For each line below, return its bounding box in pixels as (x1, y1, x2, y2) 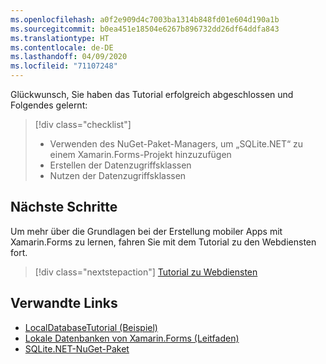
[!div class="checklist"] (34, 119, 132, 130)
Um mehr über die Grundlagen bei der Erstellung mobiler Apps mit (10, 225, 283, 237)
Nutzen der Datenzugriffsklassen (49, 170, 187, 181)
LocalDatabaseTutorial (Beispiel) (24, 321, 158, 333)
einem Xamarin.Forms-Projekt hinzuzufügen (49, 149, 232, 160)
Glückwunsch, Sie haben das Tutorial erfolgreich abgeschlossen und (10, 89, 294, 100)
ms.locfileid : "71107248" (10, 61, 118, 71)
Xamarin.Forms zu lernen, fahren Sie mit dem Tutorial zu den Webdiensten (10, 236, 317, 248)
